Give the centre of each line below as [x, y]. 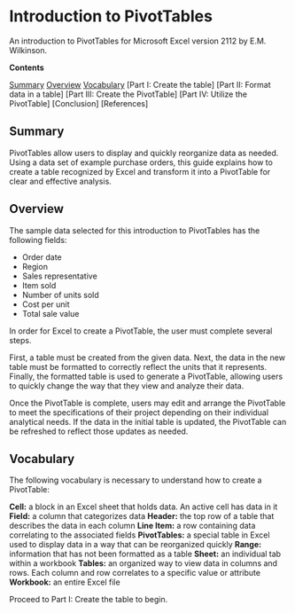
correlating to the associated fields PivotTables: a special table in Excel [140, 535]
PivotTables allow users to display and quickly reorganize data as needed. [144, 153]
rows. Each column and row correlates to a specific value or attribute [135, 573]
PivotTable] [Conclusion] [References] [79, 103]
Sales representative [59, 276]
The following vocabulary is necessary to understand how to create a [136, 480]
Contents [27, 67]
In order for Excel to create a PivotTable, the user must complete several [141, 331]
